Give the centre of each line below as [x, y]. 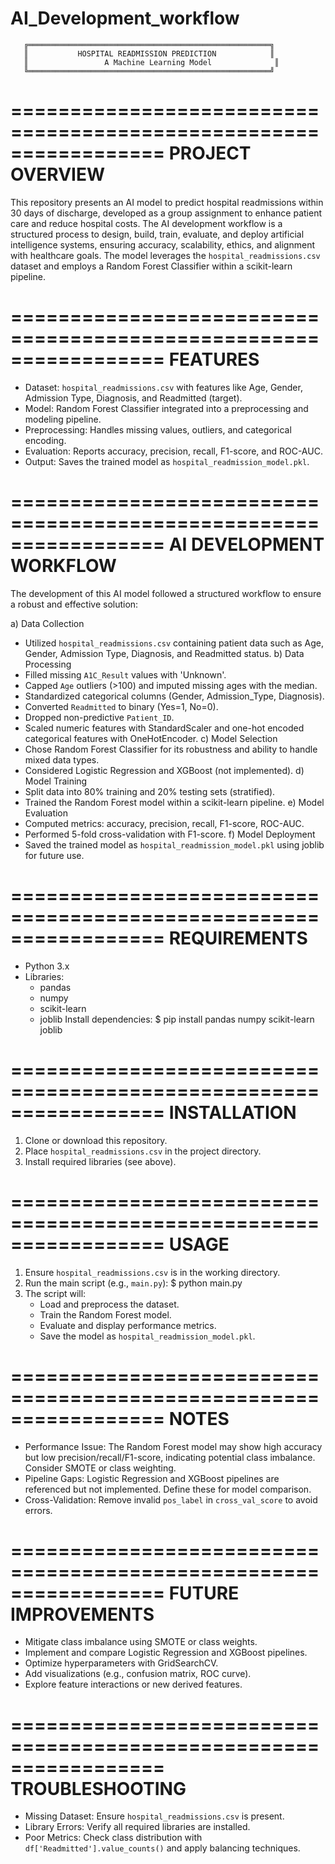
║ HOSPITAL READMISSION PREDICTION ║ [149, 53]
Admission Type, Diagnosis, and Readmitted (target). [133, 398]
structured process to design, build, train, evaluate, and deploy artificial [157, 234]
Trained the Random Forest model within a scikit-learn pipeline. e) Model [174, 802]
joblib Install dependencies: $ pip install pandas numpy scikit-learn [177, 1019]
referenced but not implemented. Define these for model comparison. [168, 1489]
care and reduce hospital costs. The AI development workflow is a [146, 223]
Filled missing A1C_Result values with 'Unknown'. [125, 674]
